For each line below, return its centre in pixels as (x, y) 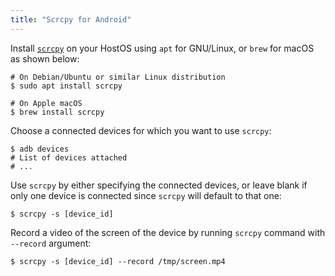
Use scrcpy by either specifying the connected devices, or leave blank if (159, 185)
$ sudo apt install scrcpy (66, 86)
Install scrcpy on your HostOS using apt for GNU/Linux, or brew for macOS (162, 48)
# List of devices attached (69, 157)
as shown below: (45, 58)
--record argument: (51, 243)
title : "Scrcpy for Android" (71, 19)
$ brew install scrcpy (57, 112)
